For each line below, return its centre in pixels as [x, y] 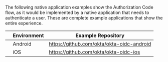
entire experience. [24, 23]
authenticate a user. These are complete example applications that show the [84, 18]
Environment [28, 35]
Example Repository [100, 35]
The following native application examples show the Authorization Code [79, 7]
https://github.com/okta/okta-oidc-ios [95, 52]
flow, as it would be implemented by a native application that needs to [77, 12]
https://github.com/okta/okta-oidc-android [100, 44]
